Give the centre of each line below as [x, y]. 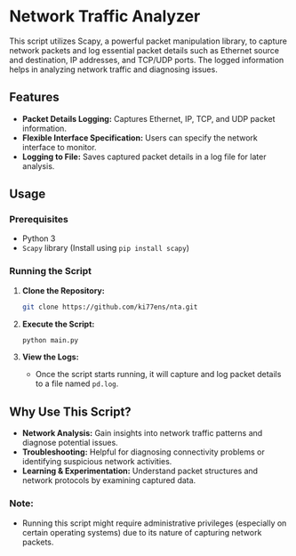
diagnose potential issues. [70, 443]
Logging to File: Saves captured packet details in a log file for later [144, 157]
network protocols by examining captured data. [109, 480]
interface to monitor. [59, 147]
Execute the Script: [58, 324]
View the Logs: [50, 357]
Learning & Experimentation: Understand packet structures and [140, 471]
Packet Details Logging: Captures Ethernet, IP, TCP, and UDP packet [148, 118]
